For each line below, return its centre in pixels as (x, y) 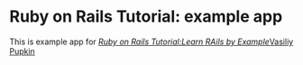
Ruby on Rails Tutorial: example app (146, 17)
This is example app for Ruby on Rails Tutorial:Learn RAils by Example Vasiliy (151, 42)
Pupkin (23, 51)
